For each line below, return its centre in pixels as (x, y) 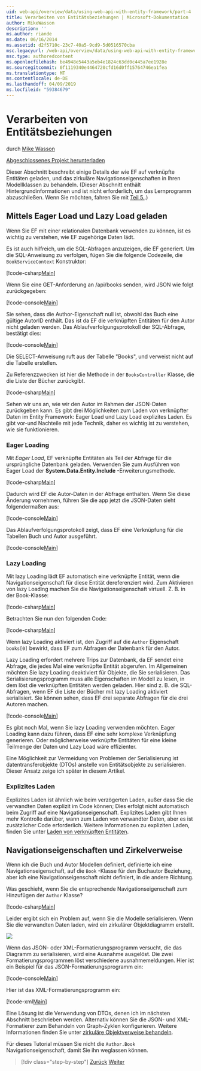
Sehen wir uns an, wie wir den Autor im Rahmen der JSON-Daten (86, 404)
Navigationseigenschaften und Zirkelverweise (95, 850)
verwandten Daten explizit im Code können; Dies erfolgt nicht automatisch (98, 806)
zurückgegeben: (26, 291)
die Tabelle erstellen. (32, 362)
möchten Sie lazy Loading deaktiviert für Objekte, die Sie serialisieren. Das (98, 673)
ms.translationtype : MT (36, 73)
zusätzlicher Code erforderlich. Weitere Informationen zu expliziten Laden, (98, 825)
